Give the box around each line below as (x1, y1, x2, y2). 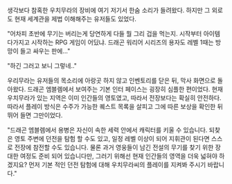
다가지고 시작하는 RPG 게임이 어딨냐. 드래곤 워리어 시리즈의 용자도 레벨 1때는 (7, 38, 214, 47)
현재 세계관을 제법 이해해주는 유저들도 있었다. (14, 15, 137, 23)
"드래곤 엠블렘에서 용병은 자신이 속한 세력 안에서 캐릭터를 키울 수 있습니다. (7, 126, 208, 134)
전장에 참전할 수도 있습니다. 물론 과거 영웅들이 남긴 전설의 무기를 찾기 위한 (14, 143, 214, 151)
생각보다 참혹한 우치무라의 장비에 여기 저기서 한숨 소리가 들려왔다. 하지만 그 (7, 6, 211, 14)
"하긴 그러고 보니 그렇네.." (7, 62, 78, 69)
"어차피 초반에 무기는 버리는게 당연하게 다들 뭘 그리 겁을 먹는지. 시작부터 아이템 (7, 30, 220, 37)
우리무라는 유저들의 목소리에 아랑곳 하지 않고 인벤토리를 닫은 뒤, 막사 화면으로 (7, 76, 216, 85)
